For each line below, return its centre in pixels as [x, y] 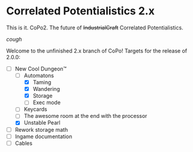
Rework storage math [41, 129]
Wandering [46, 89]
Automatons [39, 75]
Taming [42, 83]
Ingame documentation [43, 136]
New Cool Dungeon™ [41, 69]
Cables [24, 143]
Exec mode [47, 102]
